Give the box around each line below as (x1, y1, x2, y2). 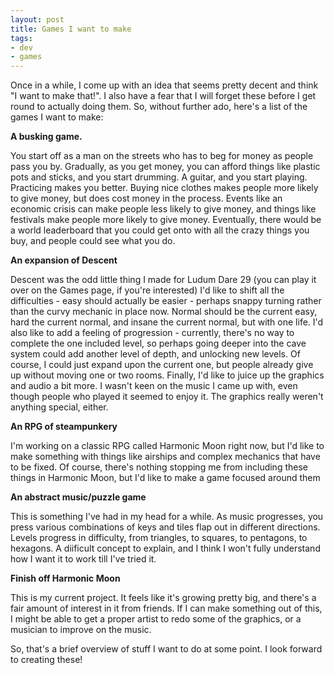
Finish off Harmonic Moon (10, 572, 121, 585)
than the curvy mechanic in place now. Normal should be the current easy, (10, 306, 318, 318)
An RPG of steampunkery (10, 421, 118, 433)
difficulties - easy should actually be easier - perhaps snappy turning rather (10, 295, 322, 307)
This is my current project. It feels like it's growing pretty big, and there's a (10, 592, 317, 604)
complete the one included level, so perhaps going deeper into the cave (10, 337, 307, 350)
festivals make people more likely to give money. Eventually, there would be (10, 214, 322, 226)
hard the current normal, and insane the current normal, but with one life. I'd (10, 316, 324, 328)
